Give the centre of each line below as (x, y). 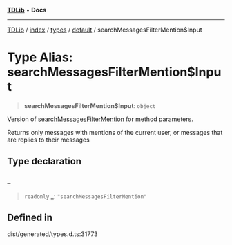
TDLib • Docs (27, 10)
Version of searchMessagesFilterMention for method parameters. (100, 119)
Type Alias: (40, 57)
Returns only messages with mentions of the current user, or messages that (115, 132)
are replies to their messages (48, 140)
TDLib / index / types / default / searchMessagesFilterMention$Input (105, 30)
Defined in (30, 218)
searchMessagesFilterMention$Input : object (90, 105)
